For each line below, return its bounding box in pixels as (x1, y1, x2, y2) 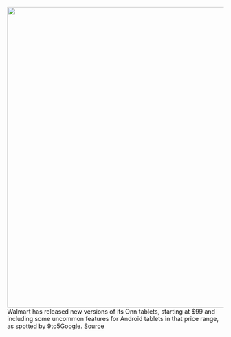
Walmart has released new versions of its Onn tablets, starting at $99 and (7, 307, 215, 316)
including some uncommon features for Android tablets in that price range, (7, 315, 219, 323)
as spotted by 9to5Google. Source (7, 322, 104, 330)
